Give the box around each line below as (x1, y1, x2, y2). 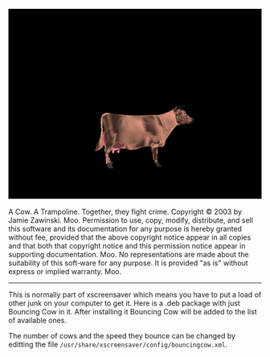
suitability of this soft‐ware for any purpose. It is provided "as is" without (8, 258, 248, 268)
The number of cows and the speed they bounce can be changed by (8, 331, 235, 340)
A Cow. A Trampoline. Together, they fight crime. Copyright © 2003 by (8, 207, 243, 216)
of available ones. (8, 315, 67, 325)
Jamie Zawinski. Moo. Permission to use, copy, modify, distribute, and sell (8, 215, 253, 225)
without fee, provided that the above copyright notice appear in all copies (8, 232, 252, 242)
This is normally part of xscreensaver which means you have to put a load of (8, 290, 262, 299)
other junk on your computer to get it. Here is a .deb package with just (8, 298, 241, 308)
